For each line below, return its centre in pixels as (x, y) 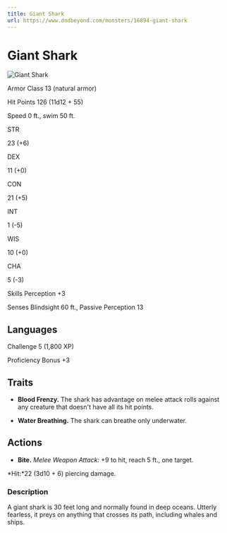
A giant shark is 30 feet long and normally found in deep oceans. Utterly (112, 507)
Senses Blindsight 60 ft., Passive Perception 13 (75, 307)
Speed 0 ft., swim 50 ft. (41, 116)
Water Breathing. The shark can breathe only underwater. (102, 421)
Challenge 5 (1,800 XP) (41, 347)
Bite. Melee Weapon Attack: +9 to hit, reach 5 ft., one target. (105, 460)
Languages (32, 329)
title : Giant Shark (36, 14)
